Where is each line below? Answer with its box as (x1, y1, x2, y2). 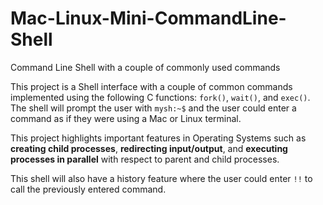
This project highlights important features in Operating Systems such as (10, 132, 307, 144)
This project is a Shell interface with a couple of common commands (10, 80, 293, 92)
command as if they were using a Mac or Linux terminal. (10, 112, 242, 124)
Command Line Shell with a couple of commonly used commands (10, 61, 281, 73)
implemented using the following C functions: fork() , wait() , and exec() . (10, 91, 311, 103)
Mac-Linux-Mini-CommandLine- (10, 7, 287, 30)
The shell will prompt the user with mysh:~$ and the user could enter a (10, 102, 297, 114)
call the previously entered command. (10, 183, 167, 195)
